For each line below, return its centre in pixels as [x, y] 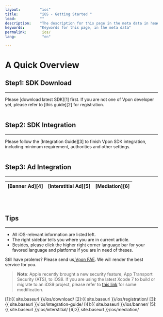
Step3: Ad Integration [38, 167]
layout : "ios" [28, 10]
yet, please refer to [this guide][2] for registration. [55, 104]
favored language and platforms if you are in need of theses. [73, 250]
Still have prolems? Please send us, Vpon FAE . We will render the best [74, 259]
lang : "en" [28, 37]
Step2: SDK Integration [41, 125]
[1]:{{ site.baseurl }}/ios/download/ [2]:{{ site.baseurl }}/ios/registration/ [77, 299]
